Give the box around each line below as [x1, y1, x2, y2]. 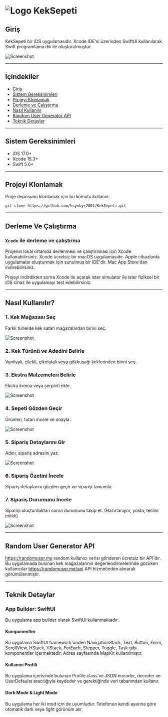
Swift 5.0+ [12, 161, 34, 167]
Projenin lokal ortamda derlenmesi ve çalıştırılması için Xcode [5, 248, 131, 254]
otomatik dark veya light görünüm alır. [5, 706, 83, 712]
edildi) [5, 513, 18, 519]
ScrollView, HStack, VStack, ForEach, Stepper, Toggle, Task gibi [5, 645, 137, 651]
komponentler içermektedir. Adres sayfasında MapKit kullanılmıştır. [5, 650, 142, 656]
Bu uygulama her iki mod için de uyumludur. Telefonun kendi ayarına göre [5, 700, 156, 707]
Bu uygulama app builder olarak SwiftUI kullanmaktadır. [5, 617, 119, 623]
